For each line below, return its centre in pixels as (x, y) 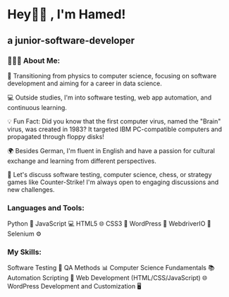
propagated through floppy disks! (56, 136)
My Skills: (25, 252)
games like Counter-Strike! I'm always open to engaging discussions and (113, 182)
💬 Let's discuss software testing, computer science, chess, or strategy (110, 174)
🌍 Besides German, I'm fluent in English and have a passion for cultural (111, 150)
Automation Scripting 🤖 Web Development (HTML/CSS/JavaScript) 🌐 (107, 278)
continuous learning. (37, 107)
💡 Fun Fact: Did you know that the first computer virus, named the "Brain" (114, 121)
